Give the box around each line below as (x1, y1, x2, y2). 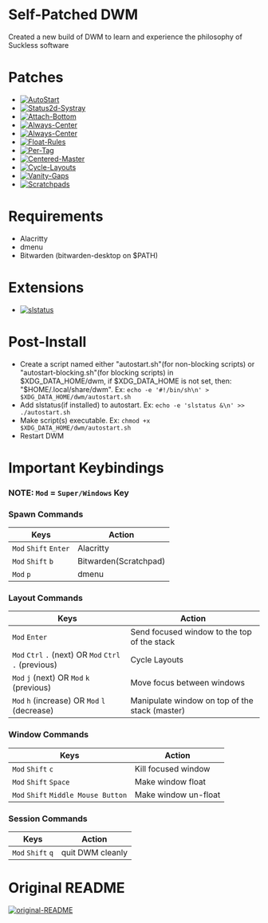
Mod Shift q (12, 848, 54, 858)
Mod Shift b (12, 557, 54, 567)
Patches (8, 69, 64, 87)
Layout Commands (8, 592, 84, 603)
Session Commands (8, 813, 88, 824)
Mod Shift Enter (12, 544, 70, 553)
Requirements (8, 207, 104, 226)
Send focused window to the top (130, 626, 253, 638)
